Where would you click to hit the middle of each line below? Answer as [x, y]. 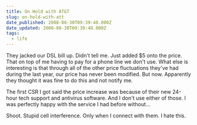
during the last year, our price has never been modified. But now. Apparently [98, 74]
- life [19, 39]
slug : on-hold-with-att [35, 17]
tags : [13, 33]
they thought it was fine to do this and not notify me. [70, 80]
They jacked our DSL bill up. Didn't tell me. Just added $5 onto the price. [94, 55]
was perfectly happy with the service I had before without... [78, 104]
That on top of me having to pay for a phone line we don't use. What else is [97, 62]
